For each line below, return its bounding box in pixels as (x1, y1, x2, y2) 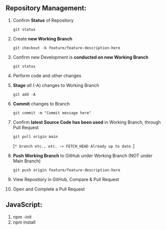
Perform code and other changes (12, 72, 82, 78)
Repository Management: (5, 4, 87, 12)
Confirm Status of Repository (12, 17, 74, 23)
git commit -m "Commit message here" (12, 110, 92, 115)
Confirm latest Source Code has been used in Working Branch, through (12, 119, 161, 125)
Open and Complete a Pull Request (12, 186, 85, 192)
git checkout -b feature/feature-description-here (12, 45, 121, 50)
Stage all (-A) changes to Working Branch (12, 82, 99, 88)
